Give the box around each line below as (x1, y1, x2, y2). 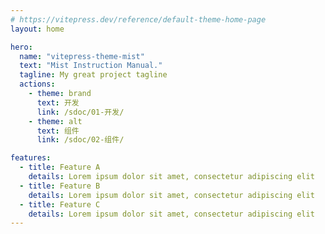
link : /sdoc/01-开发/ (36, 107, 125, 117)
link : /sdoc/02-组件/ (36, 135, 125, 145)
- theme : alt (28, 116, 83, 126)
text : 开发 (36, 97, 80, 108)
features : (10, 153, 52, 163)
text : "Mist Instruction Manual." (19, 61, 163, 71)
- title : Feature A (19, 162, 101, 173)
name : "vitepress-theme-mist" (19, 51, 145, 61)
